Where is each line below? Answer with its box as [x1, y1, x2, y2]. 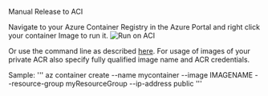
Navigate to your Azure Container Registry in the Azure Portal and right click [8, 22, 261, 31]
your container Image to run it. [8, 31, 108, 40]
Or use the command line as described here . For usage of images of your [8, 46, 251, 55]
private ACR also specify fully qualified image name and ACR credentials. [8, 55, 250, 64]
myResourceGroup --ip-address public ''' [65, 79, 202, 88]
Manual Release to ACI [8, 7, 83, 16]
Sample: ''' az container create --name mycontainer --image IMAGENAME [8, 70, 254, 79]
